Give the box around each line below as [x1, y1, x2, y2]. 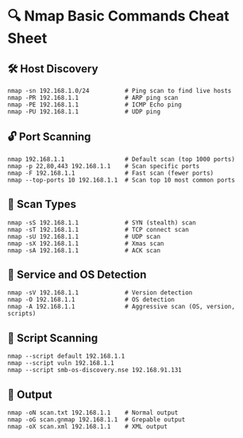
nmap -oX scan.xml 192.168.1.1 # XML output [7, 423, 168, 431]
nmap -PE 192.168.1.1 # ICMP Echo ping [7, 101, 182, 109]
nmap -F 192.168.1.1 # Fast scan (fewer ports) [7, 169, 214, 177]
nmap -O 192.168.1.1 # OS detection [7, 296, 175, 304]
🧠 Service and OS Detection [7, 268, 147, 282]
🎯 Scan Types [7, 198, 77, 211]
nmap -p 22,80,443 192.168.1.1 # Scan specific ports [7, 162, 200, 170]
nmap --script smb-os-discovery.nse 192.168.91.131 [7, 367, 182, 375]
